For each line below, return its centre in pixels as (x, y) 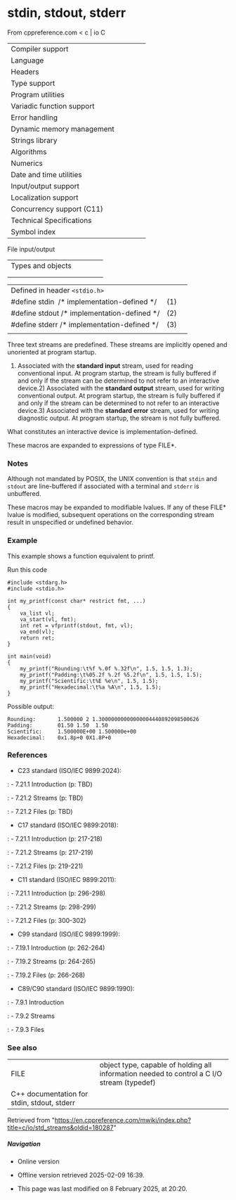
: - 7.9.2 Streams (31, 1016)
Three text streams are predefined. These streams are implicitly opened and (117, 344)
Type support (33, 83)
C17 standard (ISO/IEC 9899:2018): (68, 825)
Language (27, 60)
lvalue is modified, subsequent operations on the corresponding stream (111, 515)
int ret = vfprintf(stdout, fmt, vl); (77, 625)
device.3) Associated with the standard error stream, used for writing (118, 410)
